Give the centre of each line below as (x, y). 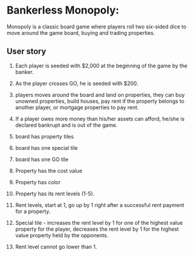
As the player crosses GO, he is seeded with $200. (77, 83)
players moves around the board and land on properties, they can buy (100, 94)
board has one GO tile (42, 159)
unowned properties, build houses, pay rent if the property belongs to (100, 101)
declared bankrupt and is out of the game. (66, 125)
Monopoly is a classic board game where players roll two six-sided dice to (97, 27)
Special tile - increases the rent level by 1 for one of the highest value (99, 222)
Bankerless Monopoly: (63, 10)
